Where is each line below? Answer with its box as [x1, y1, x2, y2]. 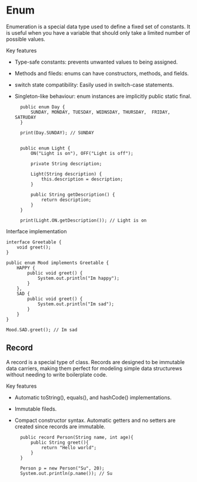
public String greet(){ [30, 440, 89, 445]
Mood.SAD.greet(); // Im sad [6, 326, 78, 333]
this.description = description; [41, 176, 123, 182]
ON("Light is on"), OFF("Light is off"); [30, 150, 133, 156]
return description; [41, 197, 92, 203]
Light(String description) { [30, 171, 102, 177]
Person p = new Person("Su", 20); [20, 465, 105, 471]
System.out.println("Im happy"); [37, 275, 119, 281]
